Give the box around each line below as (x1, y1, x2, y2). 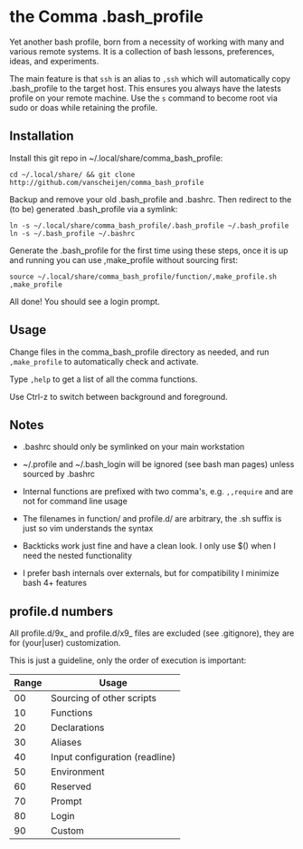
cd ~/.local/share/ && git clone (9, 170, 136, 179)
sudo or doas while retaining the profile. (9, 102, 158, 112)
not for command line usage (22, 496, 128, 507)
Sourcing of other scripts (51, 692, 156, 705)
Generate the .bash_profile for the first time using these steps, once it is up (9, 245, 289, 256)
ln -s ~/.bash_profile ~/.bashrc (9, 229, 136, 238)
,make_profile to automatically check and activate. (9, 356, 199, 366)
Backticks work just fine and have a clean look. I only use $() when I (22, 541, 276, 551)
